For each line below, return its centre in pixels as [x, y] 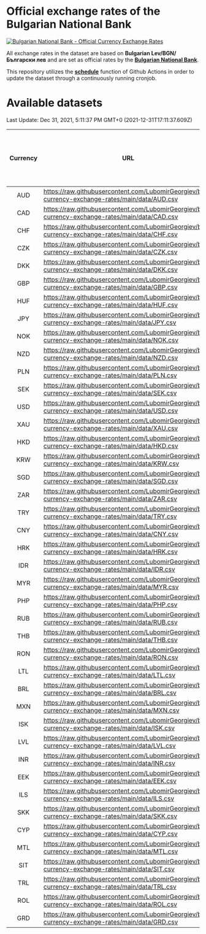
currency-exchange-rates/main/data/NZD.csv [111, 358]
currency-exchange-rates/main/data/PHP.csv [110, 604]
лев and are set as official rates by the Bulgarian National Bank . [118, 59]
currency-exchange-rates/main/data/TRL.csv [110, 886]
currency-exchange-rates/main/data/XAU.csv [111, 428]
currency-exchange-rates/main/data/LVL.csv [109, 745]
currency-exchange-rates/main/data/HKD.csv [111, 446]
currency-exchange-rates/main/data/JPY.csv [110, 322]
